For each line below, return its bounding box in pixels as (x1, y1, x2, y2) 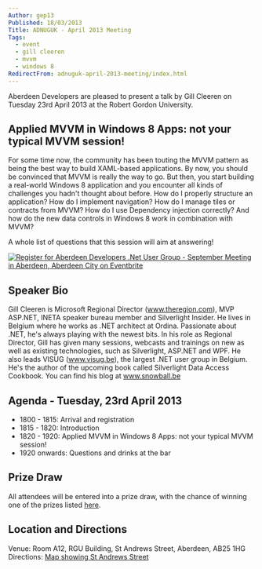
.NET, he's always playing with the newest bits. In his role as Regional (8, 330, 233, 339)
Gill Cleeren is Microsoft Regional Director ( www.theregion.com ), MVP (8, 305, 235, 314)
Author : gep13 (8, 11, 55, 20)
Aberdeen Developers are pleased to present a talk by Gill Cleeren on (8, 91, 232, 100)
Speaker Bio (8, 283, 69, 297)
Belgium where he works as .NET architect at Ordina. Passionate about (8, 321, 237, 330)
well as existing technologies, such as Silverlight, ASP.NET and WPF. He (8, 346, 242, 356)
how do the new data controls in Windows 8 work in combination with (8, 213, 234, 224)
